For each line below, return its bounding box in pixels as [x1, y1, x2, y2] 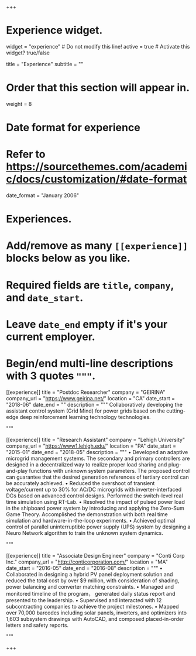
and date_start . [6, 291, 84, 304]
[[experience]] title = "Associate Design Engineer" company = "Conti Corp [6, 552, 185, 559]
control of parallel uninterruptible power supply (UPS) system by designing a [6, 523, 191, 530]
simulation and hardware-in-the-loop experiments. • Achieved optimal [6, 517, 176, 524]
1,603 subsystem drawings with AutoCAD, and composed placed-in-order [6, 615, 184, 622]
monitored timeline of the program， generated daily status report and [6, 590, 176, 597]
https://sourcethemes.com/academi [6, 160, 187, 173]
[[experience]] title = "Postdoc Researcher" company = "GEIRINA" [6, 389, 166, 396]
